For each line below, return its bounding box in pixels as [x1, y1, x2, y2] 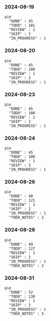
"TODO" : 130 [9, 294, 35, 299]
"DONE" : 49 [9, 242, 34, 247]
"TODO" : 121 [9, 198, 35, 203]
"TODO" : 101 [9, 23, 35, 28]
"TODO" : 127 [9, 246, 35, 251]
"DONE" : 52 [9, 290, 34, 295]
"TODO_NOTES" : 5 [9, 311, 44, 316]
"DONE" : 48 [9, 194, 34, 199]
